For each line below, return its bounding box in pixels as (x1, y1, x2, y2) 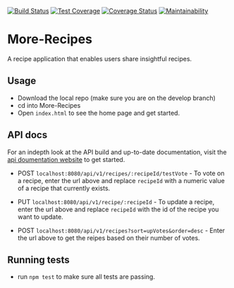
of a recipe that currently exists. (17, 184, 111, 192)
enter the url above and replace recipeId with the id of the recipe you (17, 205, 219, 213)
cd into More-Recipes (17, 101, 81, 109)
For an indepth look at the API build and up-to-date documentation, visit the (7, 148, 227, 156)
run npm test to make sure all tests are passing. (17, 273, 155, 281)
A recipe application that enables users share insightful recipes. (7, 54, 192, 63)
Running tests (7, 253, 70, 265)
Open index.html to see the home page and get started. (17, 108, 180, 117)
